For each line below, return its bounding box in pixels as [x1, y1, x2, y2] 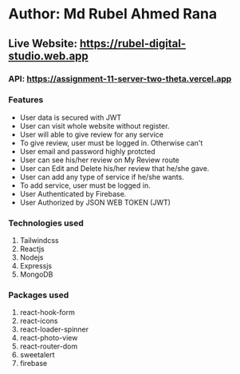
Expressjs [19, 261, 53, 271]
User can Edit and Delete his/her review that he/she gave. [19, 163, 210, 173]
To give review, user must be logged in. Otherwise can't [19, 137, 203, 148]
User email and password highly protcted [19, 146, 155, 156]
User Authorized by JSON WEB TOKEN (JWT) [19, 197, 171, 207]
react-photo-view [19, 333, 78, 343]
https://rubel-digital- [79, 37, 187, 50]
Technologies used [8, 217, 84, 229]
